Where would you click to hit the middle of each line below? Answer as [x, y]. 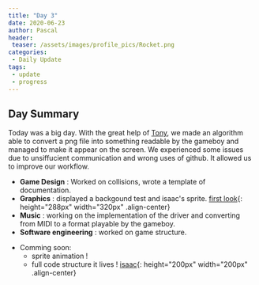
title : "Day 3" [33, 15]
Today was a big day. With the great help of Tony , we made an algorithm [126, 133]
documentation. [45, 190]
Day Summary [44, 114]
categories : [28, 52]
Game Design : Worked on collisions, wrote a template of [113, 182]
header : [21, 38]
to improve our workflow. [49, 166]
